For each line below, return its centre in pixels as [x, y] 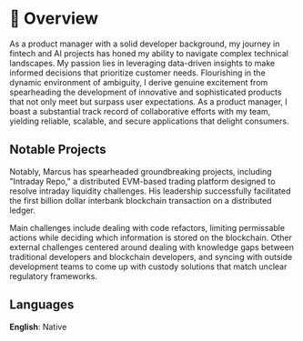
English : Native [38, 326]
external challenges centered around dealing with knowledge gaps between [151, 247]
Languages [42, 305]
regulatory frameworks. [54, 276]
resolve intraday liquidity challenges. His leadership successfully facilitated [150, 191]
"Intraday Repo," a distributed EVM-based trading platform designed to [142, 181]
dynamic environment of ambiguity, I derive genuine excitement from [139, 82]
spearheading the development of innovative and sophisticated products [146, 92]
